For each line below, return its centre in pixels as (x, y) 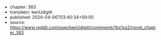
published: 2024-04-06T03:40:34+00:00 (52, 17)
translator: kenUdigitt (31, 12)
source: (17, 22)
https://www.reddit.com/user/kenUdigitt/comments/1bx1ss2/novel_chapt (82, 27)
